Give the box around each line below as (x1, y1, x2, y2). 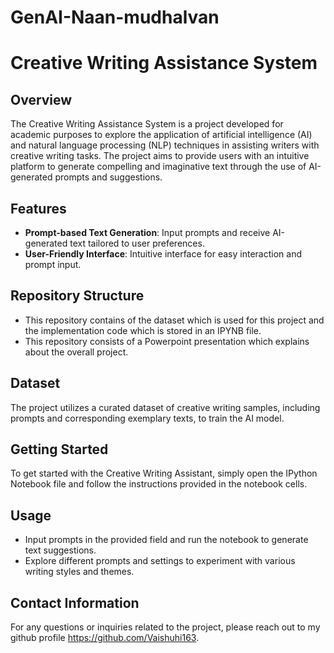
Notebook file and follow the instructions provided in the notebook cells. (10, 478, 308, 490)
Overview (10, 91, 73, 108)
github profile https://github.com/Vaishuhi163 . (10, 632, 200, 644)
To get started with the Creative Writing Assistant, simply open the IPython (10, 467, 318, 480)
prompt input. (24, 259, 82, 270)
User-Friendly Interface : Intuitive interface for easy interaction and (24, 248, 302, 260)
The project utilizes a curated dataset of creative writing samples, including (10, 401, 321, 413)
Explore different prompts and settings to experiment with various (24, 555, 296, 567)
